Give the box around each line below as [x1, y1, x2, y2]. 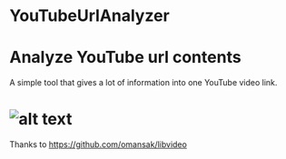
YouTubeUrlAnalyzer [9, 5, 170, 26]
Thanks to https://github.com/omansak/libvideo [9, 139, 188, 150]
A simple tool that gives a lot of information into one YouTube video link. [9, 77, 278, 88]
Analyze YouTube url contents [9, 47, 242, 68]
